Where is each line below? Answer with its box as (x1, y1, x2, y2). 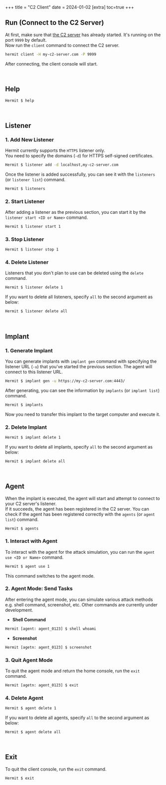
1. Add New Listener (5, 136, 55, 143)
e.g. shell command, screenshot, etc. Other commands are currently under (5, 601, 158, 607)
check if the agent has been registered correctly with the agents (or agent (5, 511, 155, 517)
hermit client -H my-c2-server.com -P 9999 (5, 52, 97, 57)
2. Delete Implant (5, 424, 47, 431)
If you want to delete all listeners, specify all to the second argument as (5, 294, 153, 300)
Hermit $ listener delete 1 (5, 285, 63, 290)
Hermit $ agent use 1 (5, 564, 50, 569)
